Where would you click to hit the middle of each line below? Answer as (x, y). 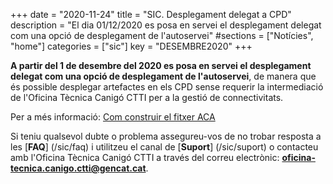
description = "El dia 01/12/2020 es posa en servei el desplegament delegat (166, 25)
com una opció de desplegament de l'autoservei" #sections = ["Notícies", (162, 35)
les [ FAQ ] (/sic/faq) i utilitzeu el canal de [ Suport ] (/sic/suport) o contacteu (164, 147)
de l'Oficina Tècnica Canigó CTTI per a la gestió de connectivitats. (147, 97)
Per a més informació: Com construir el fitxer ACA (113, 117)
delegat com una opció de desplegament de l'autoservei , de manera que (163, 76)
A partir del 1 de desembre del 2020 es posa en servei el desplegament (161, 65)
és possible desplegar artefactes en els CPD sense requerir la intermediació (167, 87)
